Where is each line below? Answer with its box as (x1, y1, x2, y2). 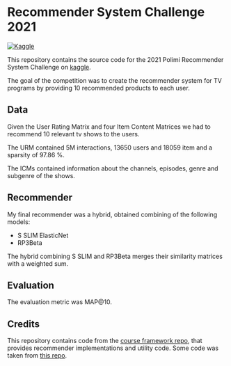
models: (7, 217, 31, 226)
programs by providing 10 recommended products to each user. (7, 83, 190, 92)
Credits (7, 318, 40, 330)
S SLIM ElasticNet (17, 231, 69, 239)
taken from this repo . (7, 351, 67, 360)
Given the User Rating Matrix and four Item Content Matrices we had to (7, 122, 211, 131)
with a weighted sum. (7, 259, 69, 268)
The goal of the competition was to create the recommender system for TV (7, 76, 223, 84)
